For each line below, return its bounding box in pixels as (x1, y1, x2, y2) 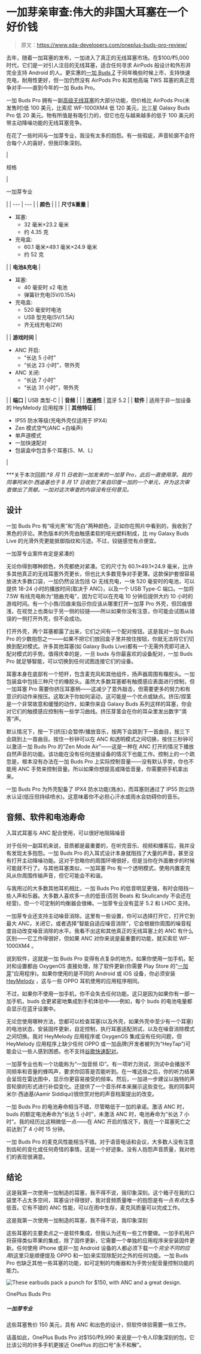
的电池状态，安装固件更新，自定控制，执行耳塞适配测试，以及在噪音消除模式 (6, 1025, 195, 1032)
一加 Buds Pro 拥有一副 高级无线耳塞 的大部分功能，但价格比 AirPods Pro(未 (6, 96, 190, 104)
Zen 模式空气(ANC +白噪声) (14, 424, 83, 431)
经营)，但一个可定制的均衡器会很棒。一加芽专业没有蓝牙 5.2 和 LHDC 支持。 (6, 899, 194, 906)
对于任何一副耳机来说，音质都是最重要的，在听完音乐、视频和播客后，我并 (6, 842, 190, 849)
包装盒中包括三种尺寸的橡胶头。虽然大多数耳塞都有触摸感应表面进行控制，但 (6, 677, 195, 685)
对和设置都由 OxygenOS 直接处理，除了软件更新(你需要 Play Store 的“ (6, 962, 178, 969)
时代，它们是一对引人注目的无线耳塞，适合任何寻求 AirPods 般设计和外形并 (6, 61, 191, 69)
